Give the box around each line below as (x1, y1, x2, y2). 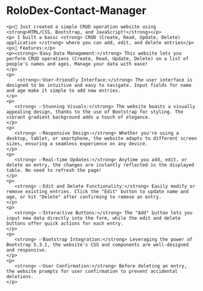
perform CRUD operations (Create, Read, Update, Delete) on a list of (6, 55, 189, 61)
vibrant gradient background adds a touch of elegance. (6, 114, 151, 120)
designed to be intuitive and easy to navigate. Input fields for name (6, 82, 191, 88)
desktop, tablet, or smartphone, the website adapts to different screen (6, 135, 198, 142)
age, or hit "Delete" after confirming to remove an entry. (6, 194, 162, 200)
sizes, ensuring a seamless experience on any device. (6, 140, 148, 146)
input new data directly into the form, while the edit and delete (6, 215, 181, 221)
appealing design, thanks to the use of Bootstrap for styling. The (6, 109, 184, 115)
